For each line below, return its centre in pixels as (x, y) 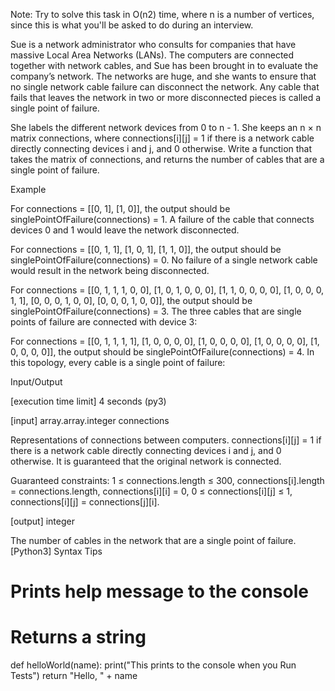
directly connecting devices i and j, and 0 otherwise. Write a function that (161, 148)
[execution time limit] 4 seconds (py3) (88, 401)
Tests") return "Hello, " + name (74, 676)
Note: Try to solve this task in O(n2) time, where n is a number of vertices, (162, 14)
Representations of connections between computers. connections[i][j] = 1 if (166, 440)
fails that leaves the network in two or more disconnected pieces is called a (166, 97)
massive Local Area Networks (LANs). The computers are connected (152, 55)
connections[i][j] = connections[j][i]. (85, 502)
